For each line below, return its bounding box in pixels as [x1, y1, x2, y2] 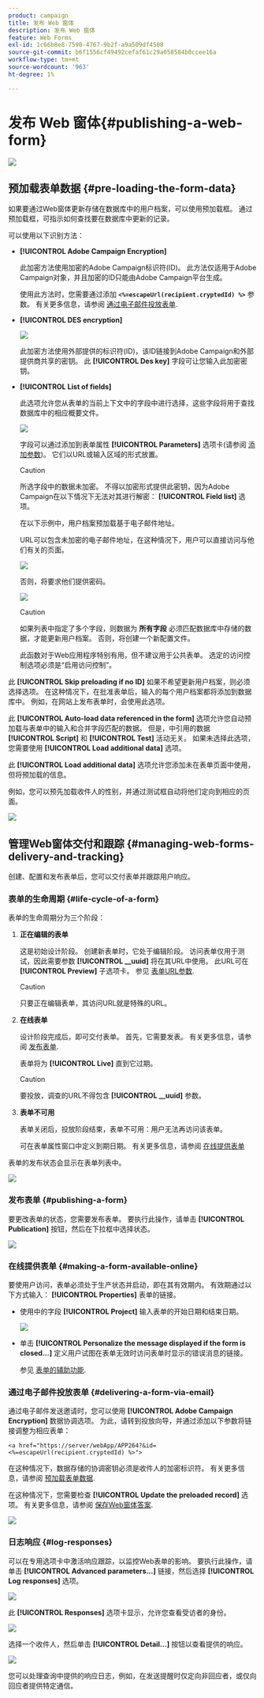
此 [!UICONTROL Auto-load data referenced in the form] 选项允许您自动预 [8, 713, 252, 724]
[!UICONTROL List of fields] [19, 382, 112, 391]
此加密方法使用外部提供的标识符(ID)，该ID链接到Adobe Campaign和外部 [19, 346, 255, 356]
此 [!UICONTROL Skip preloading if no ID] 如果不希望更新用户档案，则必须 [8, 677, 251, 686]
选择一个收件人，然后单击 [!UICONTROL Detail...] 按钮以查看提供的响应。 [8, 1639, 248, 1649]
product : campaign [8, 11, 69, 20]
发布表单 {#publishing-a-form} [8, 1195, 128, 1206]
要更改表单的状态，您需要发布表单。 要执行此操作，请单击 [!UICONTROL [8, 1214, 245, 1223]
